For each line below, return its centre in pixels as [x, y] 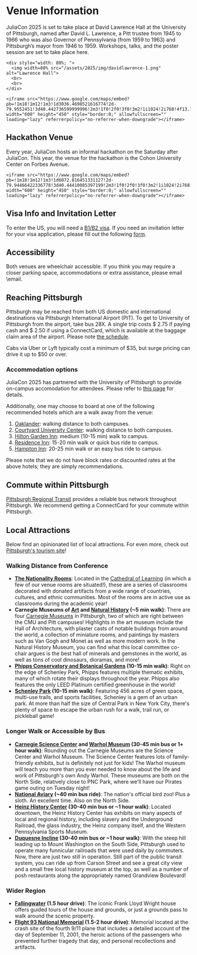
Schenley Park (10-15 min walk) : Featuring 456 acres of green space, [99, 691]
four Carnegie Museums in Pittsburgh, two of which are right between [99, 616]
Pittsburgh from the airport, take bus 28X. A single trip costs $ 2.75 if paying [98, 324]
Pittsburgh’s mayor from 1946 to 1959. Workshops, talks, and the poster [92, 46]
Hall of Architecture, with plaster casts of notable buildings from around [101, 629]
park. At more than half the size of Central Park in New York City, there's [102, 703]
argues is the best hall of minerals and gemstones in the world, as [108, 653]
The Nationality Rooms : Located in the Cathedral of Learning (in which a [103, 579]
